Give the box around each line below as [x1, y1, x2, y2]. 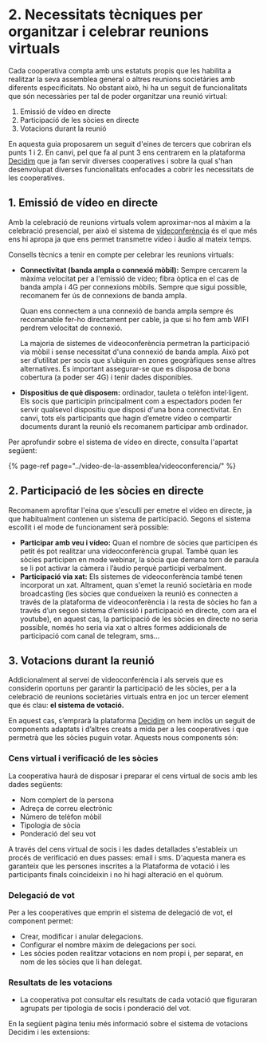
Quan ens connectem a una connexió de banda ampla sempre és [19, 305, 234, 316]
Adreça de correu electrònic [19, 803, 113, 813]
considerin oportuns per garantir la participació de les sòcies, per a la [8, 683, 237, 693]
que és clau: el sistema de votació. [8, 700, 125, 710]
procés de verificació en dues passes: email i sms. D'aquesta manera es [8, 852, 246, 862]
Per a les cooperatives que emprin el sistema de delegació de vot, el [8, 907, 233, 917]
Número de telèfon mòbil [19, 812, 102, 821]
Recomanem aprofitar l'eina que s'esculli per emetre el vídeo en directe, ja [8, 505, 253, 515]
